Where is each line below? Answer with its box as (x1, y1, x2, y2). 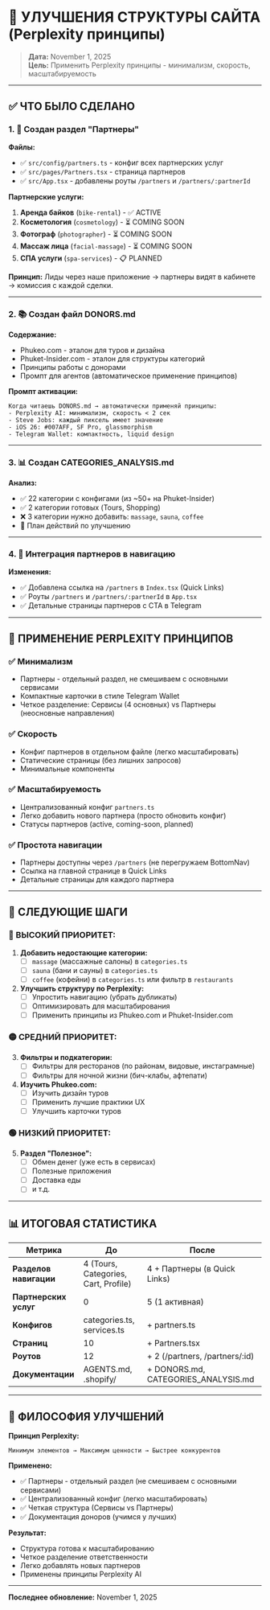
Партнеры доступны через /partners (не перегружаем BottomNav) (19, 857, 251, 868)
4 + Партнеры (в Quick (146, 1263, 235, 1275)
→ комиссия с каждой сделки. (8, 280, 114, 290)
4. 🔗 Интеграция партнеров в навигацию (8, 548, 176, 560)
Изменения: (8, 567, 51, 577)
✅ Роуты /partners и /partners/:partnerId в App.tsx (19, 591, 198, 601)
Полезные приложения (31, 1166, 112, 1176)
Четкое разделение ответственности (19, 1552, 149, 1562)
